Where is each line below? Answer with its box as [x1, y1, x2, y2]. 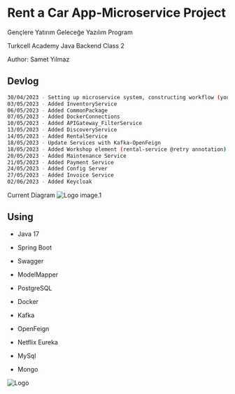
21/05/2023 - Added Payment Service [7, 159, 114, 166]
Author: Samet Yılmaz [7, 54, 70, 64]
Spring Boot [17, 243, 52, 251]
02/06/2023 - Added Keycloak [7, 178, 92, 186]
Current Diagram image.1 [7, 191, 102, 199]
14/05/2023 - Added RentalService [7, 133, 108, 140]
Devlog [7, 75, 39, 87]
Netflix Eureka [17, 337, 58, 346]
